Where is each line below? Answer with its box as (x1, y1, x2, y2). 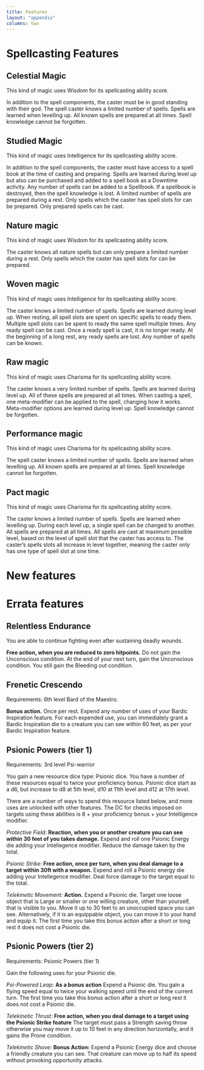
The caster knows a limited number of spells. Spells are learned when (6, 515, 181, 523)
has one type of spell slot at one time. (6, 547, 101, 555)
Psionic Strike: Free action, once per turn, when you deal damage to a (6, 860, 183, 868)
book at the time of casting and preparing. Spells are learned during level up (6, 170, 197, 177)
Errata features (6, 597, 84, 610)
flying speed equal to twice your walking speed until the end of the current (6, 987, 193, 994)
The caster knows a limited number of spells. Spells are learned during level (6, 307, 196, 314)
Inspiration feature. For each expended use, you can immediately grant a (6, 714, 188, 721)
